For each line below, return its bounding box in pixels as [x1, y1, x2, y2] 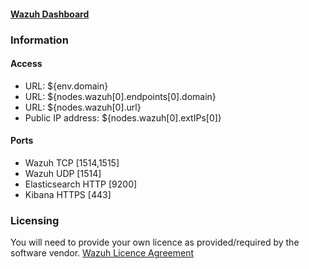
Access [10, 58, 43, 70]
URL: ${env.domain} [24, 80, 109, 92]
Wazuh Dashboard [10, 8, 90, 20]
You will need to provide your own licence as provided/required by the [10, 236, 300, 249]
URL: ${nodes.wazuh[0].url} [24, 101, 142, 113]
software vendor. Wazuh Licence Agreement [10, 247, 194, 259]
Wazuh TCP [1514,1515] [24, 156, 120, 169]
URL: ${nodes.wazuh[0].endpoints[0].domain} [24, 90, 217, 102]
